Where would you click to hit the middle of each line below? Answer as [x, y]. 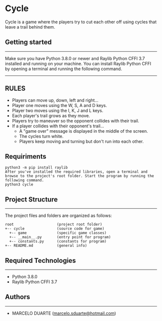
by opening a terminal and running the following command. [63, 69]
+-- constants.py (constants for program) [58, 242]
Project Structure [31, 199]
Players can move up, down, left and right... [55, 100]
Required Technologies [40, 260]
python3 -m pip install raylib [36, 168]
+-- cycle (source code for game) [55, 229]
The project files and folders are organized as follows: [59, 215]
